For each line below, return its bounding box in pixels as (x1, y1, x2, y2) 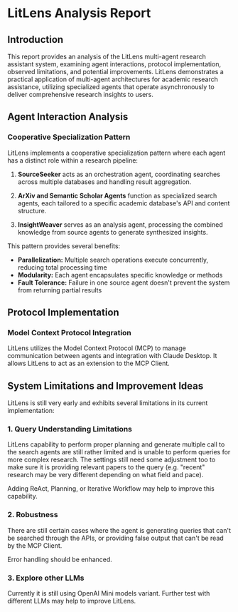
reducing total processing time (17, 262, 108, 272)
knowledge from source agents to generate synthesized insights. (17, 228, 208, 236)
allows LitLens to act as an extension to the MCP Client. (7, 359, 171, 368)
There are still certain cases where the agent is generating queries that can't (7, 526, 232, 534)
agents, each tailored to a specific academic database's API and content (17, 198, 230, 208)
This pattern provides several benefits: (7, 241, 121, 250)
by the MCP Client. (7, 541, 63, 550)
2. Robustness (7, 510, 58, 520)
